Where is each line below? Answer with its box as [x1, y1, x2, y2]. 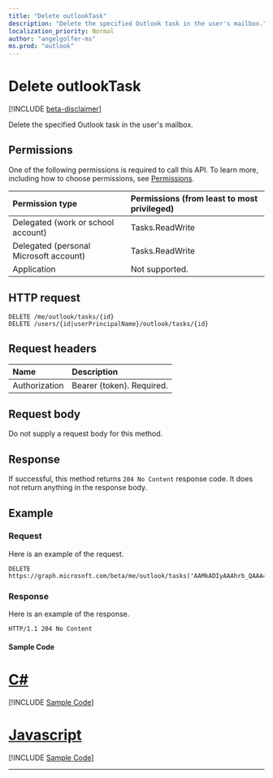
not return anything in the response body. [8, 483, 148, 493]
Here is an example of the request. [8, 549, 124, 559]
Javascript [8, 725, 83, 744]
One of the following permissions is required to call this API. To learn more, [8, 164, 259, 175]
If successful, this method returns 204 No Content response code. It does [8, 474, 253, 484]
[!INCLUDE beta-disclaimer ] [8, 104, 102, 114]
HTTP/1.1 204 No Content [8, 625, 93, 633]
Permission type [12, 198, 78, 209]
